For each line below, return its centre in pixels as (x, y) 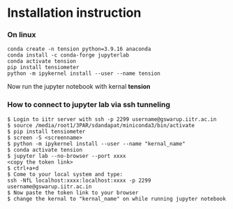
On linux (22, 35)
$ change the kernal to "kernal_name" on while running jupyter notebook (117, 199)
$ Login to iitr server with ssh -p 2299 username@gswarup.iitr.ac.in (112, 119)
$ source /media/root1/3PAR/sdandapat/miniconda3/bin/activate (101, 125)
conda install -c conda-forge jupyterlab (68, 55)
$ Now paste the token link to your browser (73, 193)
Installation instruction (74, 13)
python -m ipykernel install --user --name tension (84, 74)
